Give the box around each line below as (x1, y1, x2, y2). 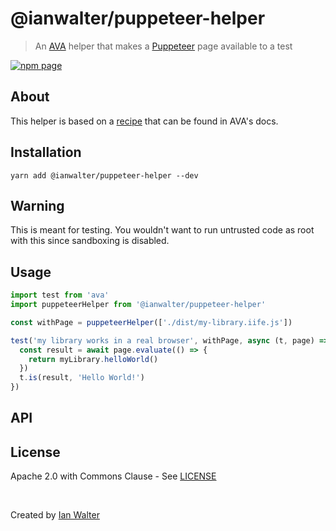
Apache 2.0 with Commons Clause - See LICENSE (10, 470, 217, 482)
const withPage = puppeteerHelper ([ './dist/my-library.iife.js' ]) (10, 317, 293, 327)
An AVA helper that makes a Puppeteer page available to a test (34, 40, 293, 52)
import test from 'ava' (10, 290, 110, 301)
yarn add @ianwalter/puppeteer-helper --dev (10, 170, 199, 181)
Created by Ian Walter (10, 509, 100, 521)
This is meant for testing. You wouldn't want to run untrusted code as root (10, 224, 315, 236)
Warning (10, 197, 65, 214)
